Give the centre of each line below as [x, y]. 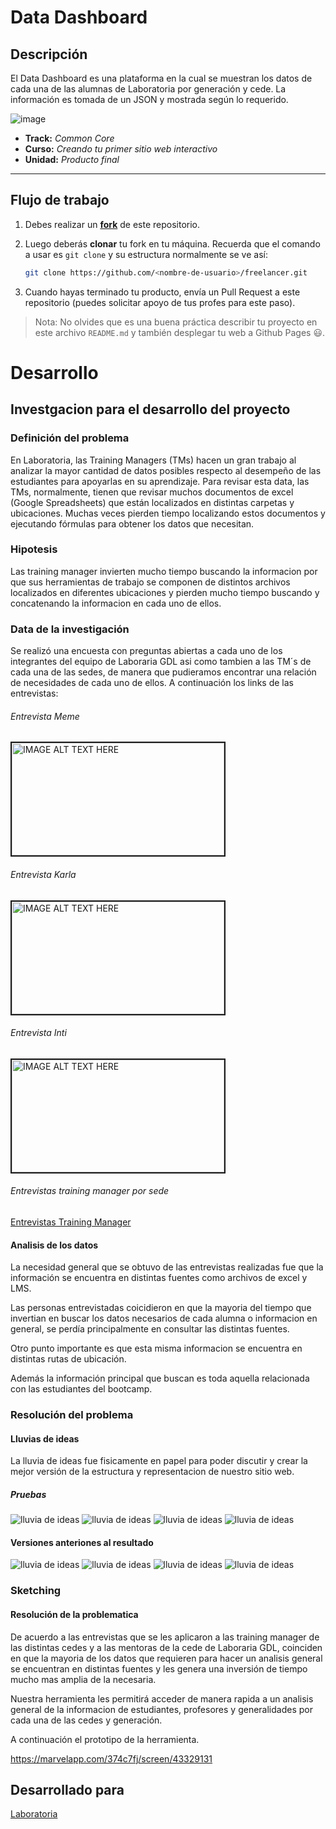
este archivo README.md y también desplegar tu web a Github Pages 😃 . [180, 332]
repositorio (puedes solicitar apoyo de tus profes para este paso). [160, 302]
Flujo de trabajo [60, 200]
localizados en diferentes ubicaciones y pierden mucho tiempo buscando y [165, 592]
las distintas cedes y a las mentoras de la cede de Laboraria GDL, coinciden [166, 1647]
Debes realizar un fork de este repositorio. [112, 224]
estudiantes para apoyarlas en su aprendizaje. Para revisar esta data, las [160, 481]
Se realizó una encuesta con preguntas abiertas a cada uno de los [146, 651]
